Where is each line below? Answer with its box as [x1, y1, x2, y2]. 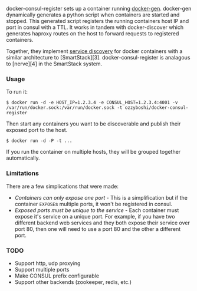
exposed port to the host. [6, 127, 68, 134]
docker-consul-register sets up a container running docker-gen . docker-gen [6, 5, 192, 12]
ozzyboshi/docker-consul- [124, 105, 189, 111]
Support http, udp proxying [14, 259, 81, 267]
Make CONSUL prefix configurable [14, 272, 99, 279]
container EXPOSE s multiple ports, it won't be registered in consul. [14, 200, 173, 207]
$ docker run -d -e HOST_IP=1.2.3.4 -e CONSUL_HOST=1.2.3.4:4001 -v [6, 100, 178, 105]
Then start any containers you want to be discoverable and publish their [6, 120, 181, 127]
